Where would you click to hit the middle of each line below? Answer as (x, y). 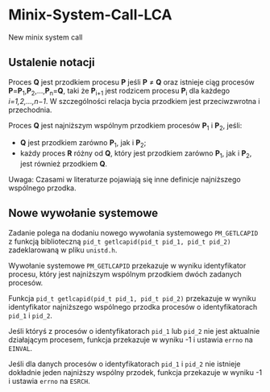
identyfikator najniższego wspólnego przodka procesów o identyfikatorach (133, 307)
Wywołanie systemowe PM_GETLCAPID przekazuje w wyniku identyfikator (127, 265)
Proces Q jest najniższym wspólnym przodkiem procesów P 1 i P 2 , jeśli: (125, 126)
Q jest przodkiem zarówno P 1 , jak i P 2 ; (83, 144)
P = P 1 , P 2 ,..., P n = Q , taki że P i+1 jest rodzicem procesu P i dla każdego (119, 92)
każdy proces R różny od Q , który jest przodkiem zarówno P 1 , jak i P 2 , (136, 154)
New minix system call (46, 37)
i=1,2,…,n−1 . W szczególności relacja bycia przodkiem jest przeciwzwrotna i (134, 101)
